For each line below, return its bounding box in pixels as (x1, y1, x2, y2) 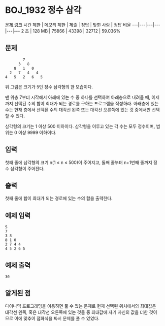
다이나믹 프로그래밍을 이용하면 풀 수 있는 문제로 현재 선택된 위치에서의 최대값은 (5, 303, 157, 309)
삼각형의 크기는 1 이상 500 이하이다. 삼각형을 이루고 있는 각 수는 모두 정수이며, (5, 123, 155, 129)
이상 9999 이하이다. (18, 129, 57, 135)
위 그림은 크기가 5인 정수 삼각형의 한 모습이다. (5, 83, 93, 89)
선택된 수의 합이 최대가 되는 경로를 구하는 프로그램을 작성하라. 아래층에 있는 (14, 100, 159, 106)
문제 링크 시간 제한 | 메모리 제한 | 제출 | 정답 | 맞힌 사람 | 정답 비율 (5, 22, 132, 28)
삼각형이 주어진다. (10, 165, 45, 171)
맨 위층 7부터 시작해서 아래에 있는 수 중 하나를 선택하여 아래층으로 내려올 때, (5, 94, 151, 100)
